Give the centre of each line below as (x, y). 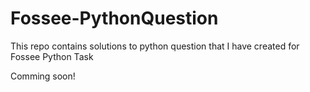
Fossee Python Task (52, 56)
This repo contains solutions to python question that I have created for (155, 46)
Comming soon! (43, 76)
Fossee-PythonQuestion (114, 18)
